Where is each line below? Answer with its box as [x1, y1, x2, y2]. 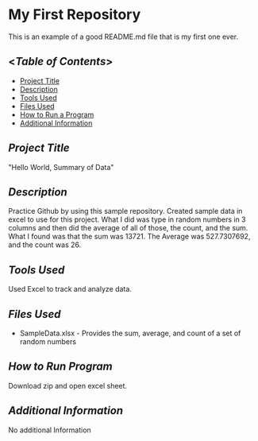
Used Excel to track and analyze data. [8, 284, 133, 294]
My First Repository [8, 6, 141, 24]
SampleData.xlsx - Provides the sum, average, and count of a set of [19, 328, 241, 338]
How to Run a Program [19, 110, 94, 119]
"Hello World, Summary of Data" [8, 162, 114, 172]
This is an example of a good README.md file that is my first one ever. [8, 32, 239, 41]
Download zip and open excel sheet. [8, 381, 128, 390]
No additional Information [8, 425, 91, 435]
